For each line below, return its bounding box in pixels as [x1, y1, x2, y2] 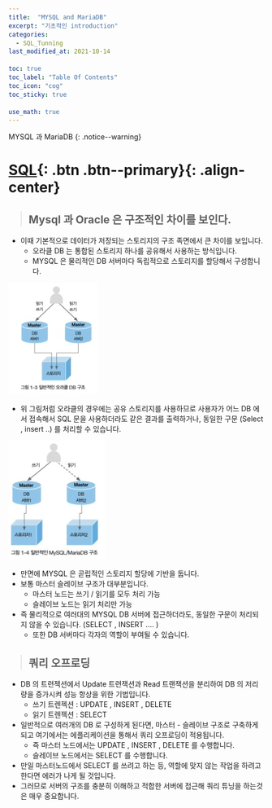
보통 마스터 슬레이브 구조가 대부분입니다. [19, 579, 149, 589]
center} [8, 178, 61, 197]
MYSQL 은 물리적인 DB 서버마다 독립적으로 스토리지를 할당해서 [32, 257, 233, 266]
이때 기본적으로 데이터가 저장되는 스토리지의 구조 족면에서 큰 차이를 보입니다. [19, 236, 264, 246]
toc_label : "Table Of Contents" [8, 73, 118, 81]
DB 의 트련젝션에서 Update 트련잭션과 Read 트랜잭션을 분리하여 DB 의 [19, 679, 244, 689]
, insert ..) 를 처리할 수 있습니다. [19, 424, 122, 434]
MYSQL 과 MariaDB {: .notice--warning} [8, 132, 142, 142]
